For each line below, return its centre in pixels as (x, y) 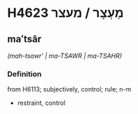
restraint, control (41, 103)
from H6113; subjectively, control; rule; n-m (69, 89)
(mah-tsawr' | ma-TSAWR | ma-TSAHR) (65, 56)
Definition (25, 74)
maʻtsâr (25, 39)
